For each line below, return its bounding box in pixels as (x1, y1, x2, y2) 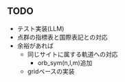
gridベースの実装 (27, 67, 75, 75)
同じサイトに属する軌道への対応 (27, 50, 118, 58)
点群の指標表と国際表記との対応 (16, 33, 108, 41)
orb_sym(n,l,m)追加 (37, 58, 93, 67)
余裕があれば (16, 41, 54, 50)
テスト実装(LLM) (16, 24, 65, 33)
